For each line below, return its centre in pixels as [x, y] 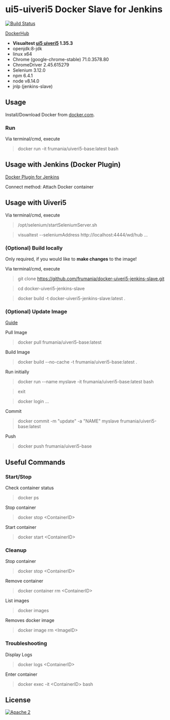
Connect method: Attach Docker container [49, 187]
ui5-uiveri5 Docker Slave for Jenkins [84, 9]
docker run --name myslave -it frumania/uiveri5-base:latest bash [86, 382]
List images [17, 601]
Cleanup [16, 550]
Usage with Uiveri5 [36, 203]
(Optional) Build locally [34, 248]
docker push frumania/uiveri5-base [55, 446]
